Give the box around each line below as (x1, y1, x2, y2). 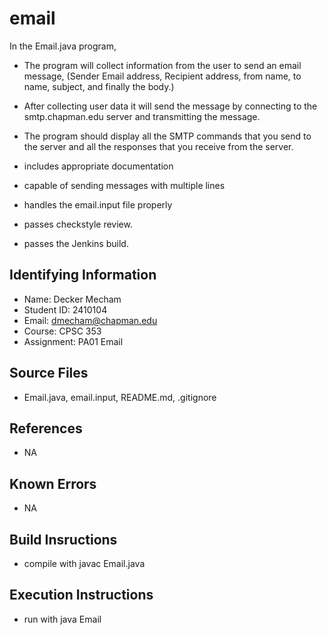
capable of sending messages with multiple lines (23, 179, 226, 191)
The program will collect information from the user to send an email (23, 59, 302, 71)
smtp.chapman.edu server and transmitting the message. (23, 110, 261, 122)
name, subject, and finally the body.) (23, 80, 175, 92)
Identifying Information (9, 267, 157, 284)
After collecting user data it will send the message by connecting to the (23, 100, 318, 112)
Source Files (9, 365, 89, 382)
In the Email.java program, (9, 40, 117, 52)
